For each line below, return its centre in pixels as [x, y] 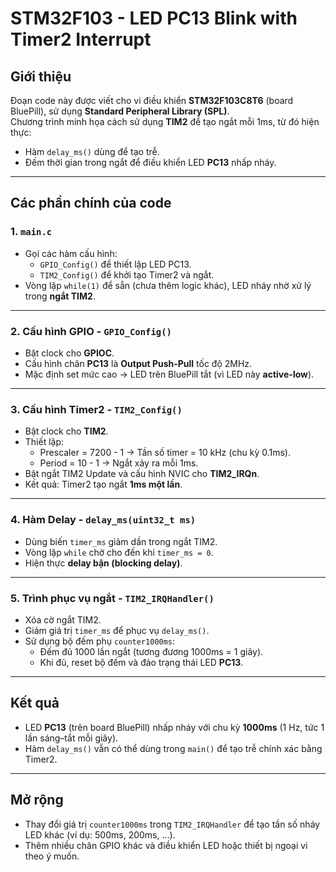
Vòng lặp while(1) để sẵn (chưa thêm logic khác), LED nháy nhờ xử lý [168, 285]
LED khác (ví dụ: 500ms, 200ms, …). [100, 834]
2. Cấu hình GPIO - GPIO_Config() [91, 331]
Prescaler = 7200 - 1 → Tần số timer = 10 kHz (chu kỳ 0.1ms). [165, 453]
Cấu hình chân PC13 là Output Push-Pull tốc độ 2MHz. [138, 363]
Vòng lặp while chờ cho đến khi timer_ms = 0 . [119, 552]
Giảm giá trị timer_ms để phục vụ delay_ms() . [117, 630]
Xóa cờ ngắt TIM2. [63, 619]
